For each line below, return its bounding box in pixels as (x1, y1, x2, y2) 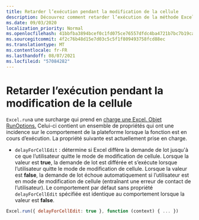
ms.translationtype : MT (6, 42, 65, 48)
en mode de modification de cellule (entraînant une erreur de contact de (14, 178, 191, 185)
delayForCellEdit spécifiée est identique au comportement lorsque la (14, 190, 185, 197)
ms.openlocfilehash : (6, 31, 57, 37)
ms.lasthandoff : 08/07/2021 (6, 53, 76, 59)
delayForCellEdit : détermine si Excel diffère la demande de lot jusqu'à (14, 146, 188, 154)
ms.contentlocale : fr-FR (6, 47, 68, 53)
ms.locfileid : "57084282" (6, 58, 70, 64)
